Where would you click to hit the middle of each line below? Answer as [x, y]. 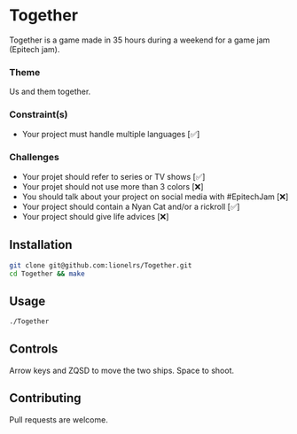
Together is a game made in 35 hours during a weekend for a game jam [140, 40]
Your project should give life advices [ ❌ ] [95, 216]
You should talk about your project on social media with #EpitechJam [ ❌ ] [155, 197]
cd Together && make [47, 274]
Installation [41, 245]
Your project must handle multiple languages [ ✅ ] [111, 134]
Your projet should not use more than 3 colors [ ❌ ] [113, 186]
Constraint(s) [39, 114]
